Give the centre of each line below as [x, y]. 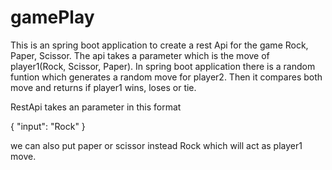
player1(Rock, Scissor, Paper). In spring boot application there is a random [163, 66]
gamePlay [52, 17]
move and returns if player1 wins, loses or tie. [103, 87]
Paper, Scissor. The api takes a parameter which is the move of [140, 55]
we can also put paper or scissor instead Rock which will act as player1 [156, 145]
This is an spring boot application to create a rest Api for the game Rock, [159, 45]
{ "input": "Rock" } [48, 126]
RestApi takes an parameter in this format [96, 107]
